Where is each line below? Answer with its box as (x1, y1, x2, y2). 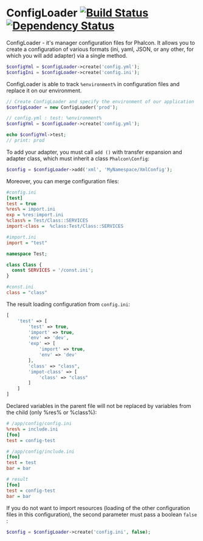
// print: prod (6, 137, 45, 144)
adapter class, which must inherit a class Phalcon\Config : (6, 155, 150, 162)
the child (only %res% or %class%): (6, 409, 97, 416)
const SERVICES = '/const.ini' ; (12, 267, 94, 273)
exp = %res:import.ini (6, 212, 64, 218)
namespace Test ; (6, 251, 47, 257)
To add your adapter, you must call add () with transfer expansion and (6, 148, 182, 155)
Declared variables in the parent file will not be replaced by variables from (6, 403, 191, 410)
